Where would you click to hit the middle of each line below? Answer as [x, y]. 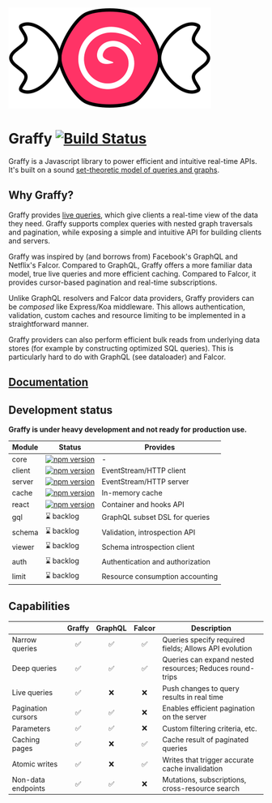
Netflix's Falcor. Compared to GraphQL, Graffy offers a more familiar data [130, 265]
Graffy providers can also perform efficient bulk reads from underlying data [134, 339]
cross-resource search [201, 788]
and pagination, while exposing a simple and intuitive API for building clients [135, 232]
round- [242, 668]
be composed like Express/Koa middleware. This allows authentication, [127, 307]
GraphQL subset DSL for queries [156, 517]
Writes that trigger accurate [208, 760]
